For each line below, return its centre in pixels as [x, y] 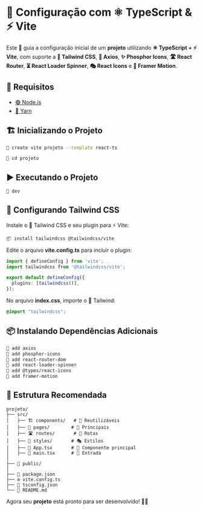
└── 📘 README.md [27, 490]
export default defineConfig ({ [46, 278]
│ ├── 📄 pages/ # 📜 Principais [58, 427]
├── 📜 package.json [31, 474]
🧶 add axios [21, 348]
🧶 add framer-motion [32, 377]
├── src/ [17, 414]
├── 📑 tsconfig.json [32, 485]
